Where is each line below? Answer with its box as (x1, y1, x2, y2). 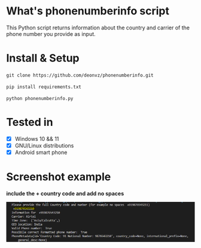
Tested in (6, 116, 53, 129)
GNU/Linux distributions (14, 142, 74, 149)
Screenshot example (6, 170, 111, 184)
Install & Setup (6, 52, 80, 65)
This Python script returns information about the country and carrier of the (6, 24, 190, 31)
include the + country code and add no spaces (6, 190, 124, 197)
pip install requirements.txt (6, 84, 82, 90)
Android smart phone (14, 149, 68, 156)
